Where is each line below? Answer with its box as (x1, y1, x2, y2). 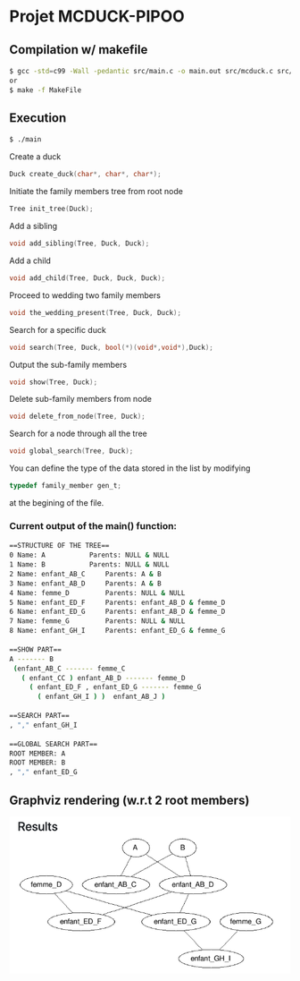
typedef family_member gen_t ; (9, 482, 122, 490)
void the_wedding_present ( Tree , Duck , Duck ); (9, 308, 181, 317)
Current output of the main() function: (9, 519, 177, 532)
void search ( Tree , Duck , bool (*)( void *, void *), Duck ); (9, 343, 214, 352)
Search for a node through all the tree (9, 428, 147, 439)
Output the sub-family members (9, 359, 128, 370)
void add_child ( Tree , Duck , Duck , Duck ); (9, 273, 166, 283)
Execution (9, 110, 67, 126)
